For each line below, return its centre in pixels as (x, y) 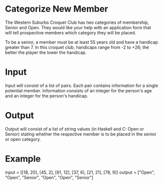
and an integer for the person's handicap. (47, 96)
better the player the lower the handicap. (46, 52)
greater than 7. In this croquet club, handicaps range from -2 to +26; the (77, 47)
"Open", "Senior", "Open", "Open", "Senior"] (49, 177)
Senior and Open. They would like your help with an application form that (78, 27)
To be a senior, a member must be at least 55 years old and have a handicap (81, 42)
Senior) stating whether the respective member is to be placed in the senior (81, 134)
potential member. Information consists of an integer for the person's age (79, 90)
